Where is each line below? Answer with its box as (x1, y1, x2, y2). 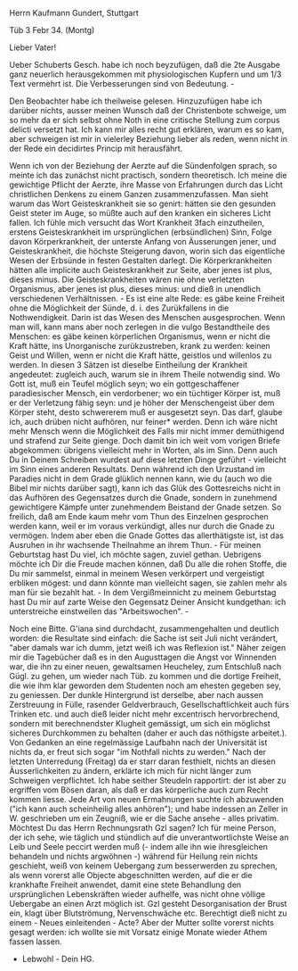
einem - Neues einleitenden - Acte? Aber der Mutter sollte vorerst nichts (9, 917, 274, 927)
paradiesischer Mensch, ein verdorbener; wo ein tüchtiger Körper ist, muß (9, 388, 281, 398)
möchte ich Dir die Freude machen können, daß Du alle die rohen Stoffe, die (9, 559, 287, 569)
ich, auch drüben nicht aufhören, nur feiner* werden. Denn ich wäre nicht (9, 417, 278, 427)
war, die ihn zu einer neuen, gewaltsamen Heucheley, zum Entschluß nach (9, 661, 282, 672)
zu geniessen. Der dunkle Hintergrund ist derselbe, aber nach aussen (9, 690, 264, 700)
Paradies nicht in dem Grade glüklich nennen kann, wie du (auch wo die (9, 473, 272, 484)
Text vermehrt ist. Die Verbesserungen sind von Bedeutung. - (9, 79, 235, 88)
